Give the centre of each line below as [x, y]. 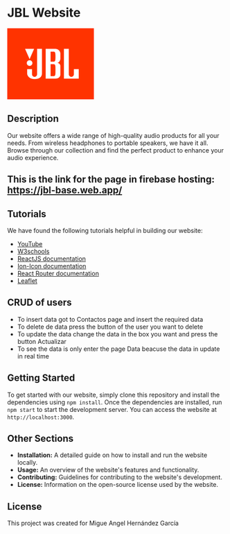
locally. [27, 463]
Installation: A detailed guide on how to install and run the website [112, 455]
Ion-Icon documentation [52, 266]
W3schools [33, 251]
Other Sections [41, 438]
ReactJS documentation [52, 259]
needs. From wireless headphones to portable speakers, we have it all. [108, 143]
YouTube [30, 243]
